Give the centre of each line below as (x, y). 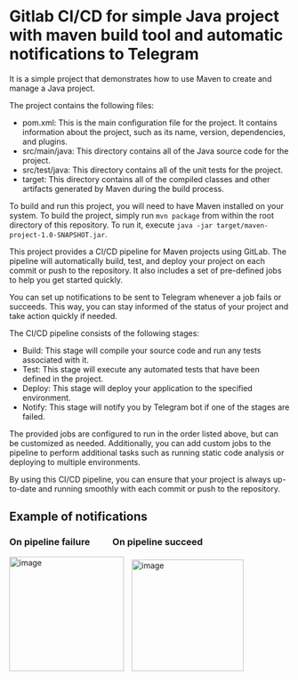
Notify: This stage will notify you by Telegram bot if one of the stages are (156, 407)
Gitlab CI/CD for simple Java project (145, 16)
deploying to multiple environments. (75, 462)
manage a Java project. (52, 88)
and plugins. (45, 141)
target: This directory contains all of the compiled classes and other (146, 179)
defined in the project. (63, 379)
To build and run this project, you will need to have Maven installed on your (147, 205)
